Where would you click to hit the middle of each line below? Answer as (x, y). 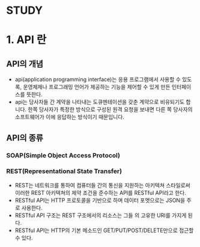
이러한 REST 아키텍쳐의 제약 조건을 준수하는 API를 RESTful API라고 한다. (100, 192)
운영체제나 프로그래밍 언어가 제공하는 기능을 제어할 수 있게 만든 (97, 87)
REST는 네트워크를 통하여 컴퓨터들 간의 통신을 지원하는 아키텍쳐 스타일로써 (102, 185)
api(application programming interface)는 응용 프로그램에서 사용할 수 (98, 79)
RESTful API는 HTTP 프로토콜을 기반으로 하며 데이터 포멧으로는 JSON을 (100, 200)
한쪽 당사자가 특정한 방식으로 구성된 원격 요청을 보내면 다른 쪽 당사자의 (111, 109)
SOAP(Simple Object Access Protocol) (63, 155)
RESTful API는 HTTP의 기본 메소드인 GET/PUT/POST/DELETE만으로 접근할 (104, 230)
